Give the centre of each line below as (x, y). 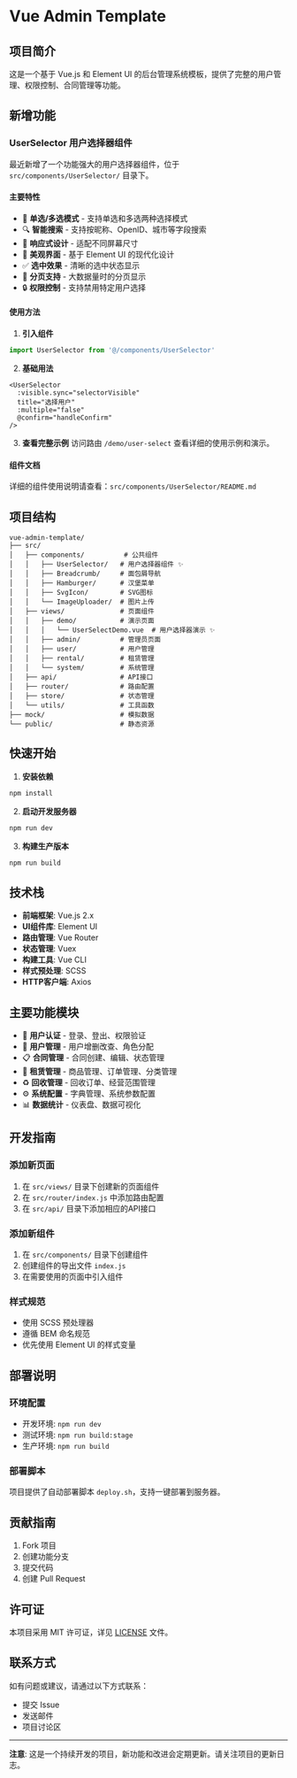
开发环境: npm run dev (61, 1424)
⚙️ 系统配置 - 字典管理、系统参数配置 (89, 1094)
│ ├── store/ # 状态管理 (82, 696)
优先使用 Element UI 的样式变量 (79, 1345)
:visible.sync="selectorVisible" (79, 393)
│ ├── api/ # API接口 (81, 677)
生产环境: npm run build (65, 1446)
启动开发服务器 (49, 811)
